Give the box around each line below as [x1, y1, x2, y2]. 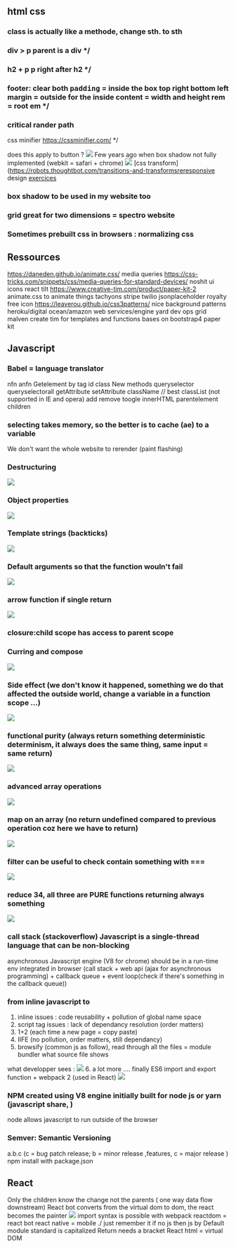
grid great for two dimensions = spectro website [7, 211, 176, 221]
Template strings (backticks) [7, 529, 108, 538]
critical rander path [7, 120, 74, 130]
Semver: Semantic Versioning [7, 1133, 111, 1143]
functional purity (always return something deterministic [7, 731, 206, 741]
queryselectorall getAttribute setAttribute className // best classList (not [7, 387, 221, 395]
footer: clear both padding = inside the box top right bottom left [7, 84, 229, 94]
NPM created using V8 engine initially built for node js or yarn [7, 1090, 221, 1100]
